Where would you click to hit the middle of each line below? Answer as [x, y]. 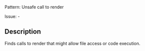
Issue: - [12, 16]
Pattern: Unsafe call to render [34, 7]
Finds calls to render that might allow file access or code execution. [72, 43]
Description [23, 32]
